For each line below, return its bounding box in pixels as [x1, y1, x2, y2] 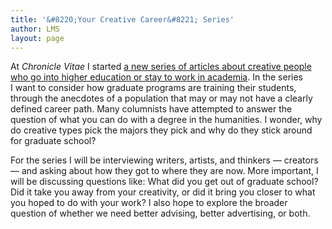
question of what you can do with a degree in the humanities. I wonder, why [10, 114, 323, 126]
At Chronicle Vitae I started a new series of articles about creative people [10, 61, 312, 73]
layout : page [10, 33, 65, 43]
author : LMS [10, 24, 60, 34]
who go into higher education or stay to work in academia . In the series [10, 71, 304, 83]
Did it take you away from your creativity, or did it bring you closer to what [10, 186, 316, 198]
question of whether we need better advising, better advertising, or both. [10, 207, 311, 220]
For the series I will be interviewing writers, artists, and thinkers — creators [10, 154, 319, 166]
